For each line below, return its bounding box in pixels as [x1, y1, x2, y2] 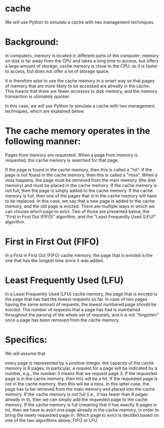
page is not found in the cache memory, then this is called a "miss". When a [5, 172, 158, 178]
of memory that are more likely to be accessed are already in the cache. [5, 83, 150, 89]
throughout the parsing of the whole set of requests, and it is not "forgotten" [5, 312, 159, 318]
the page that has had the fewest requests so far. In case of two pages [5, 296, 148, 302]
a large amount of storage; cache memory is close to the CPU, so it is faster [5, 63, 158, 69]
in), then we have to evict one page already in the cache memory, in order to [5, 407, 159, 413]
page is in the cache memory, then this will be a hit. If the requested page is [5, 375, 158, 381]
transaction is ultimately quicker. [5, 93, 70, 99]
